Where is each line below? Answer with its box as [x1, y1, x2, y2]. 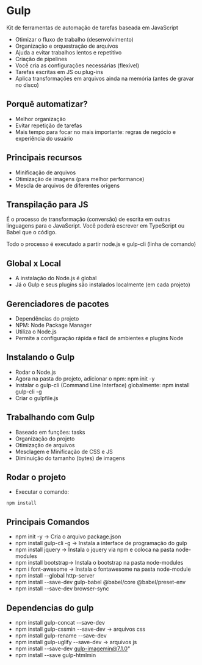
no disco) [15, 81, 40, 89]
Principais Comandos [6, 516, 90, 527]
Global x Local [6, 258, 61, 269]
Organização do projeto [15, 435, 75, 442]
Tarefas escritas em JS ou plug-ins [15, 68, 104, 75]
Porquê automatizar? [6, 99, 88, 110]
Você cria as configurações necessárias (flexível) [15, 62, 140, 69]
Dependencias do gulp [6, 603, 94, 613]
